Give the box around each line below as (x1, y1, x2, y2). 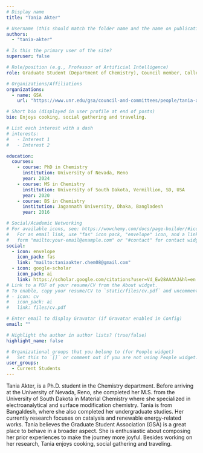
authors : (6, 31, 28, 37)
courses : (11, 159, 34, 165)
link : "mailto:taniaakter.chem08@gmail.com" (17, 260, 131, 266)
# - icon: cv (6, 293, 39, 300)
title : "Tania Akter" (6, 15, 61, 21)
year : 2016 (22, 210, 50, 216)
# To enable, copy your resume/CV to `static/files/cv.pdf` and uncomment (6, 288, 199, 294)
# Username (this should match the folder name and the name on (6, 25, 172, 31)
